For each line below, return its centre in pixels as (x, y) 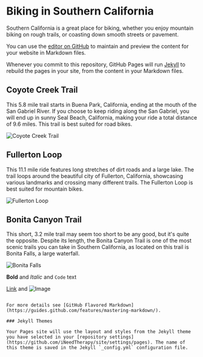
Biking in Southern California (80, 11)
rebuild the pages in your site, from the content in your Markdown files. (95, 70)
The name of (171, 342)
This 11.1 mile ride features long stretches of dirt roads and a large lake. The (100, 169)
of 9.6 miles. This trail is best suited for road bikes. (69, 124)
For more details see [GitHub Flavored (57, 305)
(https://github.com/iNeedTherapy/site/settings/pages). (80, 342)
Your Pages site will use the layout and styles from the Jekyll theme (98, 332)
